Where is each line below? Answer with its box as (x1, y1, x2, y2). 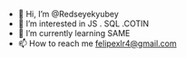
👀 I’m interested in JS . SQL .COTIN (17, 18, 150, 29)
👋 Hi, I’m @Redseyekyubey (17, 9, 120, 19)
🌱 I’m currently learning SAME (17, 28, 131, 38)
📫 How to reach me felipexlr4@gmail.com (17, 38, 177, 49)
